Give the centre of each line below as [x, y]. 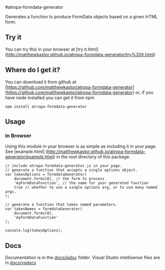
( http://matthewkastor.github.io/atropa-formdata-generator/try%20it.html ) [80, 54]
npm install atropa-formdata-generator [46, 106]
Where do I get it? [33, 70]
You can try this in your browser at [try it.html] [52, 49]
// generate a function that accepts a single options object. [71, 170]
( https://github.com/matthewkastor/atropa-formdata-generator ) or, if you [79, 92]
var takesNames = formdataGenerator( [44, 209]
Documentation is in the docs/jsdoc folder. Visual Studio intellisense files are [82, 258]
